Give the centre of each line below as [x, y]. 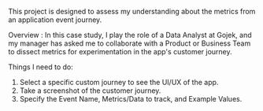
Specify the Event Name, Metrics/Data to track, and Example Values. [131, 99]
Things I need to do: [41, 67]
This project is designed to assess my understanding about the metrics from [132, 11]
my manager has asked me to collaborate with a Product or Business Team [130, 43]
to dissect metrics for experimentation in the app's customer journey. [120, 52]
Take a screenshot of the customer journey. [90, 91]
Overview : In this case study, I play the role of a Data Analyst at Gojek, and [130, 35]
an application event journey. [55, 20]
